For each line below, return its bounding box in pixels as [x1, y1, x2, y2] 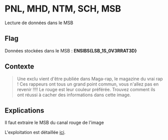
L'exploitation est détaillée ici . [5, 129, 66, 135]
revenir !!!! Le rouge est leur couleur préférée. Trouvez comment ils [17, 86, 155, 92]
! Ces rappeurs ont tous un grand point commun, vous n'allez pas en [17, 81, 159, 87]
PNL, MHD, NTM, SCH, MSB [5, 3, 121, 15]
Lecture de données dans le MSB [5, 20, 74, 26]
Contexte [5, 62, 35, 71]
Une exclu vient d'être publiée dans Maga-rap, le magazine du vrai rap [17, 76, 163, 82]
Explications [5, 106, 45, 115]
